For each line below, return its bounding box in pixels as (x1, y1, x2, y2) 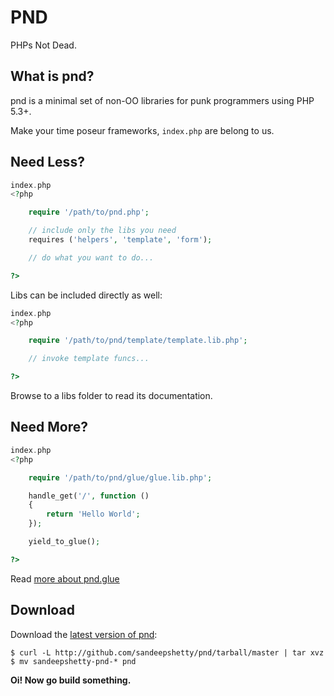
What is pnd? (10, 68, 95, 85)
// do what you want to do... (28, 252, 155, 263)
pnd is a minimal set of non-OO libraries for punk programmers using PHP (10, 94, 315, 106)
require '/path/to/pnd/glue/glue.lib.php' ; (28, 472, 213, 483)
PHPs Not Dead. (10, 39, 77, 51)
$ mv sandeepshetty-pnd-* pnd (10, 656, 137, 666)
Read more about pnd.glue (10, 572, 120, 585)
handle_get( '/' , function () (28, 491, 150, 501)
